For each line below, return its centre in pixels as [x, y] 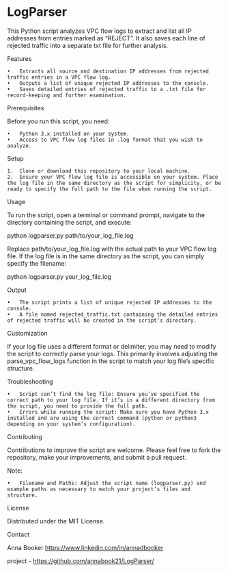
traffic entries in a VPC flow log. [59, 77]
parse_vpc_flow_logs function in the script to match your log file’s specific [111, 361]
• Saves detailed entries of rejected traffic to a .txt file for [106, 89]
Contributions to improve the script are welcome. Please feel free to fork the [114, 450]
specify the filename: [37, 263]
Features [19, 58]
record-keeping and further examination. [67, 95]
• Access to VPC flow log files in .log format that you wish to [105, 140]
